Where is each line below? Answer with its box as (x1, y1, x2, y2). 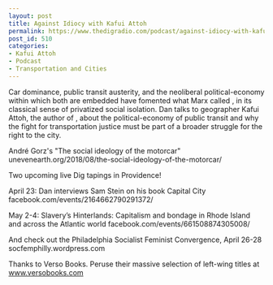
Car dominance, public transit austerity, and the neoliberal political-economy (8, 87, 265, 97)
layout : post (8, 11, 53, 20)
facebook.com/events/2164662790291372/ (8, 194, 154, 204)
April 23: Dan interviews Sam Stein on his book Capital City (8, 186, 206, 196)
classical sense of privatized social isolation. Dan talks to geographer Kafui (8, 104, 260, 114)
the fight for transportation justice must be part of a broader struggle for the (8, 121, 262, 131)
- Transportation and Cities (8, 65, 107, 73)
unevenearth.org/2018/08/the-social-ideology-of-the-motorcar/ (8, 154, 222, 164)
